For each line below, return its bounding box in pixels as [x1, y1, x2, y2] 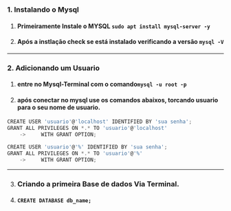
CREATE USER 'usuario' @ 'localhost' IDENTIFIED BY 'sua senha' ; [7, 118, 192, 125]
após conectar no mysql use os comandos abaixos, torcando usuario [16, 96, 219, 104]
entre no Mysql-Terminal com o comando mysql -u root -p [16, 80, 187, 89]
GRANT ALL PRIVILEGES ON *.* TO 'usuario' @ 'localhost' [7, 125, 168, 132]
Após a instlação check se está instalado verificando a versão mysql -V [16, 38, 224, 46]
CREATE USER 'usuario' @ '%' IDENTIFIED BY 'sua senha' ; [7, 144, 168, 151]
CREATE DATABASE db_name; [16, 197, 91, 204]
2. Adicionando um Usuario [7, 63, 100, 73]
